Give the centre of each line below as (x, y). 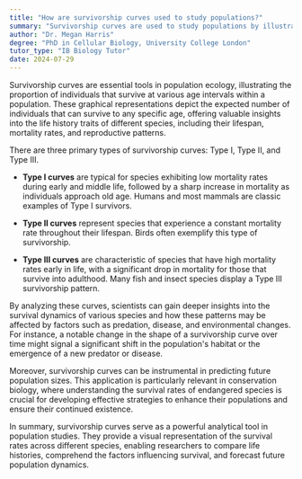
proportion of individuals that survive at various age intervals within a (137, 94)
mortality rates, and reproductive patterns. (88, 133)
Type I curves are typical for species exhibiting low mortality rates (145, 177)
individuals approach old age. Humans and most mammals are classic (151, 196)
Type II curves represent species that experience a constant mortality (151, 223)
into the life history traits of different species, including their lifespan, (137, 123)
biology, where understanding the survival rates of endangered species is (146, 390)
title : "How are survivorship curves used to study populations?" (136, 18)
